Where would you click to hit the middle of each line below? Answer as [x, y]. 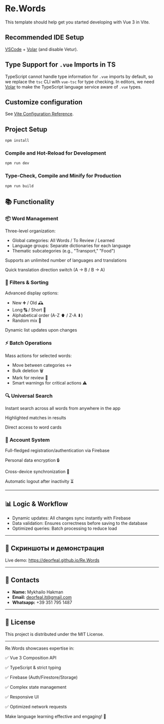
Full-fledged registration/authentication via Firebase [57, 451]
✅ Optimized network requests [36, 706]
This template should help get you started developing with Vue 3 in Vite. [78, 22]
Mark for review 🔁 [30, 378]
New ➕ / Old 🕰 [28, 303]
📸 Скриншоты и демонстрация [55, 548]
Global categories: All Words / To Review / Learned [63, 241]
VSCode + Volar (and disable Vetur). [41, 49]
